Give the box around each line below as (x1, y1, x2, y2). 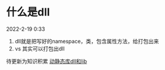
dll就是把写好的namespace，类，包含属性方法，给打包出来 (14, 37, 159, 44)
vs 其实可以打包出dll (14, 45, 65, 52)
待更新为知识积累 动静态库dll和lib (6, 58, 88, 65)
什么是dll (6, 5, 50, 19)
